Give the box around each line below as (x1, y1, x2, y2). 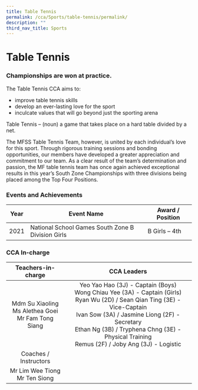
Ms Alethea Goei (12, 307, 58, 315)
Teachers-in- (15, 264, 55, 272)
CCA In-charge (6, 248, 50, 256)
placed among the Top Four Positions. (6, 175, 98, 183)
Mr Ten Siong (16, 374, 54, 382)
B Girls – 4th (147, 227, 181, 235)
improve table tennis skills (14, 96, 78, 103)
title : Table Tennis (6, 8, 57, 15)
